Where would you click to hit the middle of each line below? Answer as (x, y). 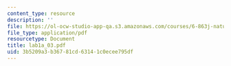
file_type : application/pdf (47, 33)
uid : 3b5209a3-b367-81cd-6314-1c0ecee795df (70, 52)
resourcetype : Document (41, 39)
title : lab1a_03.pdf (37, 45)
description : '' (30, 20)
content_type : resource (41, 13)
